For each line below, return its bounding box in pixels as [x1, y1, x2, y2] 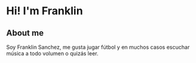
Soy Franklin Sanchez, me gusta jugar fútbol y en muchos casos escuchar [6, 43, 190, 51]
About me [6, 28, 44, 38]
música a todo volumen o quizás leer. [6, 50, 99, 57]
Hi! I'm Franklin [6, 4, 83, 18]
